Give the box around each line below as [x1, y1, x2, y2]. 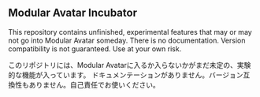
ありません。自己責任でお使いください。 [28, 80, 160, 89]
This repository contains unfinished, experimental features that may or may [8, 27, 252, 36]
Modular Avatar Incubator [8, 6, 138, 20]
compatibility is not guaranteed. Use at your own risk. [8, 43, 182, 54]
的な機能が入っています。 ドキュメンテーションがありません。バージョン [8, 70, 243, 80]
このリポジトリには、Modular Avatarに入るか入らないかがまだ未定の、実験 [8, 60, 251, 69]
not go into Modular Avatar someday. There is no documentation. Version [8, 35, 246, 45]
